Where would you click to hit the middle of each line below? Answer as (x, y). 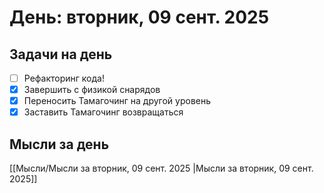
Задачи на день (61, 54)
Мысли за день (59, 144)
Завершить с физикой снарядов (92, 90)
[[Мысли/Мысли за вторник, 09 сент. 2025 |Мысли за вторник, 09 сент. (161, 168)
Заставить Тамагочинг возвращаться (103, 112)
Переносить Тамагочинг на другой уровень (117, 101)
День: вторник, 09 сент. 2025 (139, 17)
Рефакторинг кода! (64, 78)
